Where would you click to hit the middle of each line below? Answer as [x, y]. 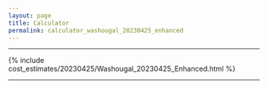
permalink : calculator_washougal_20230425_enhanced [96, 30]
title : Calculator [39, 23]
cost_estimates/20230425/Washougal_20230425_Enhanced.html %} [122, 69]
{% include [26, 60]
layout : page [30, 15]
